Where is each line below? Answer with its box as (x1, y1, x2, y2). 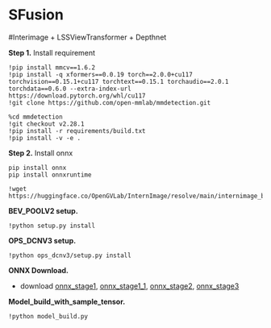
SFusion (8, 6, 65, 24)
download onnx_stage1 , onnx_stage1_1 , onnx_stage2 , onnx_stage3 (19, 280, 240, 291)
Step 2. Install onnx (8, 147, 73, 158)
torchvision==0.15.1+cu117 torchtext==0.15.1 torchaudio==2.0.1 (8, 77, 229, 85)
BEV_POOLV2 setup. (8, 206, 78, 215)
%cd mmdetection (8, 113, 63, 121)
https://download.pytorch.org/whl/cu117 (8, 91, 147, 100)
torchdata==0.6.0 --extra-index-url (8, 85, 131, 93)
